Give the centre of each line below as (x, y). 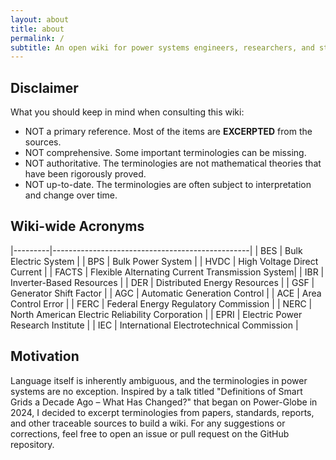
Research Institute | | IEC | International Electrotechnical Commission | (154, 325)
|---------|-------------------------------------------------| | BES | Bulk (156, 250)
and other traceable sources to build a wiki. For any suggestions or (148, 423)
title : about (37, 29)
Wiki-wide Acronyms (77, 226)
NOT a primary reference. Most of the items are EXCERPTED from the (168, 132)
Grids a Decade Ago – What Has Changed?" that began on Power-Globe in (164, 402)
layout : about (40, 19)
